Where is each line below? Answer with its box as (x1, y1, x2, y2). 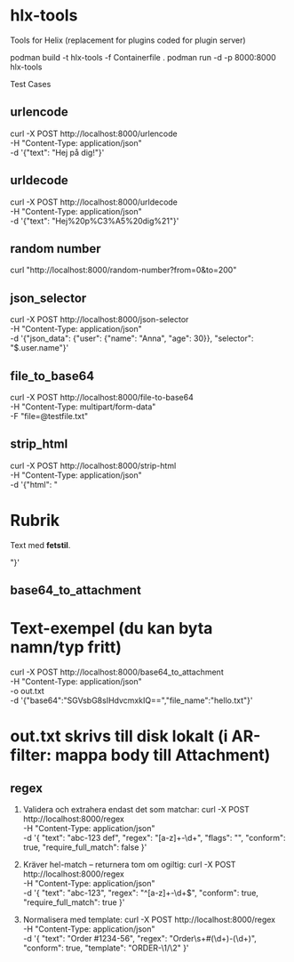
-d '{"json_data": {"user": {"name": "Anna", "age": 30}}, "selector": (10, 333, 254, 344)
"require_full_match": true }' (22, 897, 125, 908)
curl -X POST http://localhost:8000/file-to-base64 (10, 392, 194, 402)
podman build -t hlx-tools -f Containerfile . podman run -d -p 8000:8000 (10, 52, 276, 62)
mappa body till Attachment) (55, 745, 271, 765)
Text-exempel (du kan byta (10, 618, 213, 639)
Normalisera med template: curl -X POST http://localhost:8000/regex (22, 914, 276, 926)
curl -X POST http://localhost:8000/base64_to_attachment (10, 667, 225, 677)
